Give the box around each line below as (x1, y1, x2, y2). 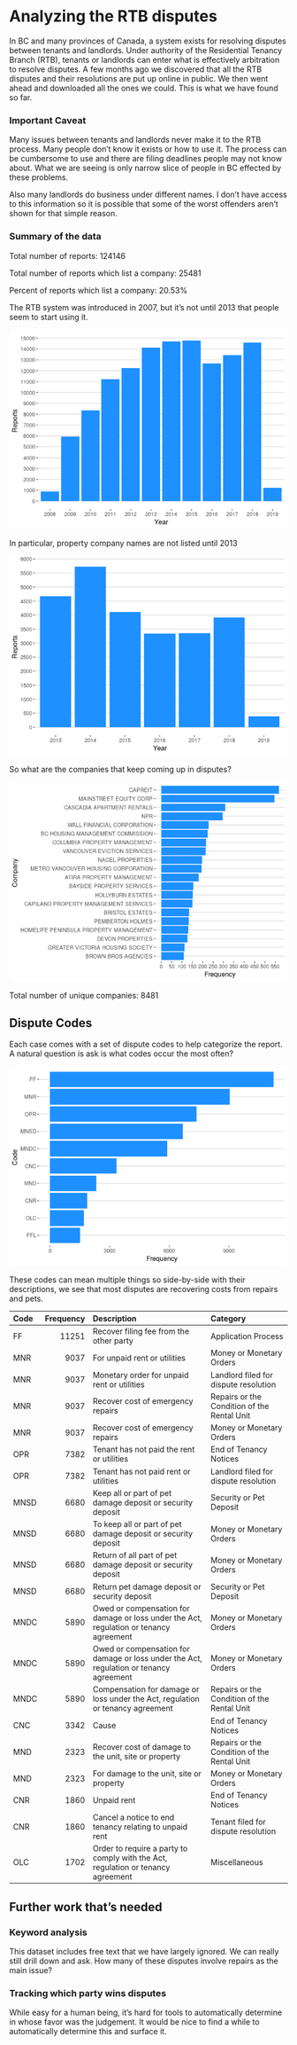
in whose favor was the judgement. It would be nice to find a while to (9, 2017, 260, 2027)
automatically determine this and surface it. (9, 2026, 167, 2037)
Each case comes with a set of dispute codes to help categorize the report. (9, 1039, 283, 1050)
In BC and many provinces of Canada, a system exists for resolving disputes (9, 35, 287, 46)
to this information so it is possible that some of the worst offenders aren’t (9, 199, 278, 209)
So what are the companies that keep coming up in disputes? (9, 764, 232, 774)
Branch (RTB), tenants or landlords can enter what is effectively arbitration (9, 54, 280, 65)
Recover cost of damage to (92, 1742, 192, 1752)
